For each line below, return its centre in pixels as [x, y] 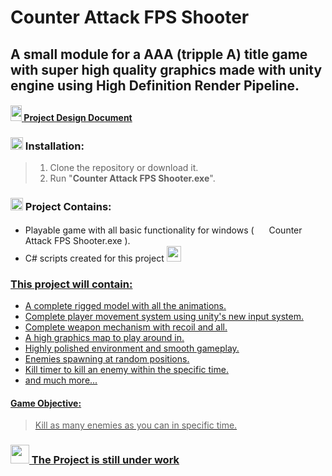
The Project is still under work [105, 460]
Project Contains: [68, 207]
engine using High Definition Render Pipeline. [155, 85]
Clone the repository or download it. [124, 168]
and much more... [61, 380]
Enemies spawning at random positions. [107, 359]
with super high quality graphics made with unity [166, 69]
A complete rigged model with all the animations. [125, 306]
